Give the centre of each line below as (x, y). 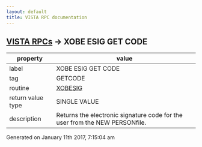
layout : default (26, 12)
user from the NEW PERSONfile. (101, 122)
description (25, 119)
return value (26, 98)
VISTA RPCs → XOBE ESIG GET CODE (77, 42)
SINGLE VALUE (78, 101)
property (30, 59)
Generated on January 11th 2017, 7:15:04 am (61, 137)
